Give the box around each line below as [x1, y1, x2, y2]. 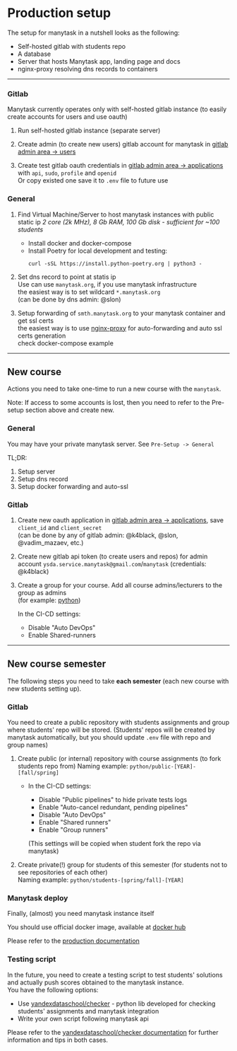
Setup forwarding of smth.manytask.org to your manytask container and [17, 309, 226, 317]
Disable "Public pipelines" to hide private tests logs [38, 796, 188, 804]
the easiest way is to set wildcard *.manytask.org [17, 287, 161, 296]
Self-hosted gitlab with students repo [17, 42, 126, 50]
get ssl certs [17, 316, 54, 325]
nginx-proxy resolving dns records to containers [17, 64, 158, 73]
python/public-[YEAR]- [129, 763, 196, 771]
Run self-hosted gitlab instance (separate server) [17, 126, 161, 135]
